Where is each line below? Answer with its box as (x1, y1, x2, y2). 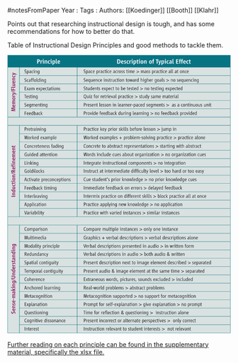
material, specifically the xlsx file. (7, 347, 105, 356)
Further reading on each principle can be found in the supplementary (7, 340, 209, 349)
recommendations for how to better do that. (7, 28, 135, 35)
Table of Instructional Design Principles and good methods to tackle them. (7, 41, 224, 49)
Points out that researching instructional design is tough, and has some (7, 20, 215, 28)
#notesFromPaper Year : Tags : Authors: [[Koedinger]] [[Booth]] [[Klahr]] (7, 6, 219, 14)
